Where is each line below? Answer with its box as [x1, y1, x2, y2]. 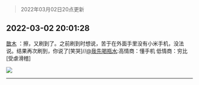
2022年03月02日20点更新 [20, 6, 85, 12]
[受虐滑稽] [6, 55, 31, 62]
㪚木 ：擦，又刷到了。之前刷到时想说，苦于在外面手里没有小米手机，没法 [6, 40, 184, 47]
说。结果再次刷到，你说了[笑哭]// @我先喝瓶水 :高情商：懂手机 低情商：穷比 [6, 47, 188, 54]
